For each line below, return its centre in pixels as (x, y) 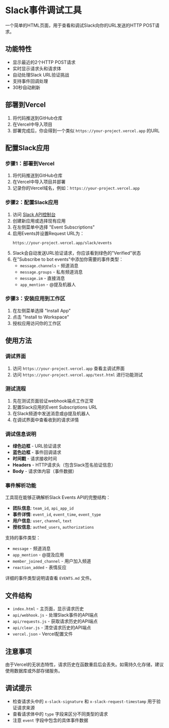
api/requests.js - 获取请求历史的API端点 (55, 622)
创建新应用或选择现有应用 (39, 220)
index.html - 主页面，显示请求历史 (48, 609)
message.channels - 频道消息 (49, 265)
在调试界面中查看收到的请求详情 (46, 420)
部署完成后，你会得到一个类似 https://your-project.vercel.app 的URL (86, 130)
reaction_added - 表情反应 (39, 568)
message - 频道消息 (32, 548)
